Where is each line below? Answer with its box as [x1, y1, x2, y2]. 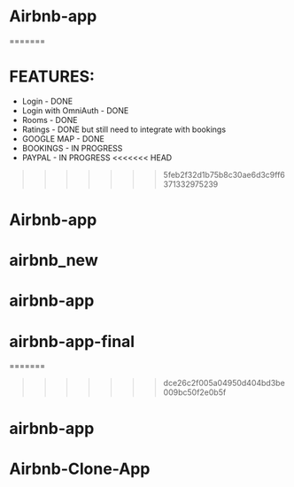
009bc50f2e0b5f [163, 387, 227, 398]
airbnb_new [9, 251, 99, 271]
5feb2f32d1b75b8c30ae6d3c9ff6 [163, 169, 286, 180]
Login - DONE [21, 96, 73, 106]
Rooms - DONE [21, 114, 78, 125]
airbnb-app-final [9, 331, 135, 352]
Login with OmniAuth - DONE [21, 104, 129, 116]
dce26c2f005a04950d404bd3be [163, 378, 285, 389]
